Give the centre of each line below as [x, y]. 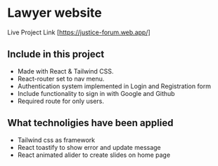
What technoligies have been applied [90, 123]
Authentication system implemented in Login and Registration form [114, 86]
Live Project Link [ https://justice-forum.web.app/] [79, 32]
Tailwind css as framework [56, 140]
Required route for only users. [60, 101]
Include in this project [56, 54]
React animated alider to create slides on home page [94, 155]
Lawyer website [54, 13]
